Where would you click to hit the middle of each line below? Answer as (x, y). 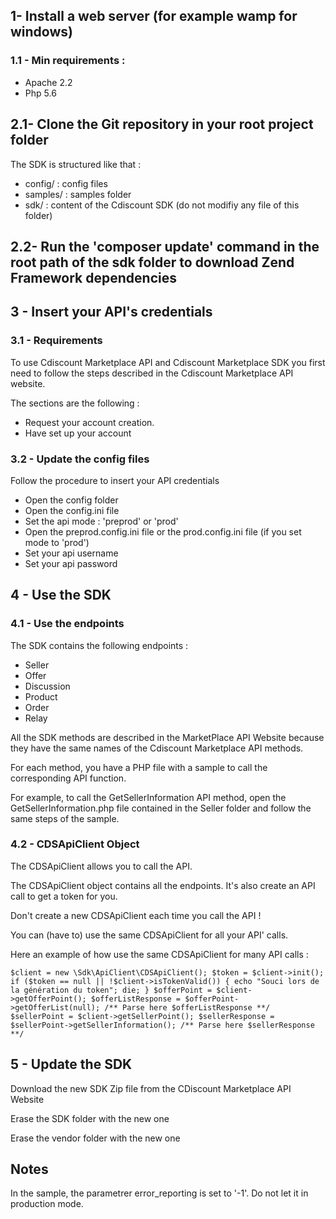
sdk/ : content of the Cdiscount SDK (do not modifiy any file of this (162, 205)
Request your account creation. (89, 422)
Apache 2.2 (48, 82)
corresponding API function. (68, 778)
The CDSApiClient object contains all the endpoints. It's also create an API (163, 885)
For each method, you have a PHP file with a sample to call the (139, 767)
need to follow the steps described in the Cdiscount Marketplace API (152, 373)
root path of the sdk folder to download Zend (152, 262)
